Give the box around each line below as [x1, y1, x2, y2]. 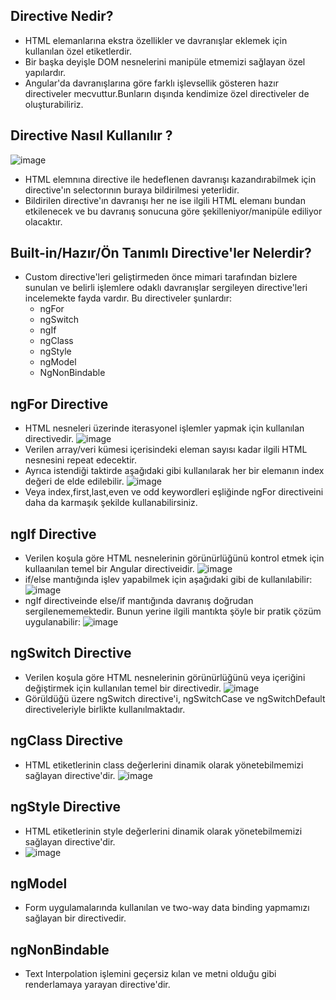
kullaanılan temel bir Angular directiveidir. [24, 563, 195, 575]
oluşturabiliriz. [24, 98, 84, 110]
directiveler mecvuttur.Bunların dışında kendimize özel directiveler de [24, 87, 310, 99]
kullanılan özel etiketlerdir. [24, 45, 132, 57]
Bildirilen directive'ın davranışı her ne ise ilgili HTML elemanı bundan [24, 194, 306, 206]
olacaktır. [24, 215, 63, 228]
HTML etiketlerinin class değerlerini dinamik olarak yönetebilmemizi [24, 759, 304, 771]
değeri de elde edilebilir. [24, 475, 125, 488]
